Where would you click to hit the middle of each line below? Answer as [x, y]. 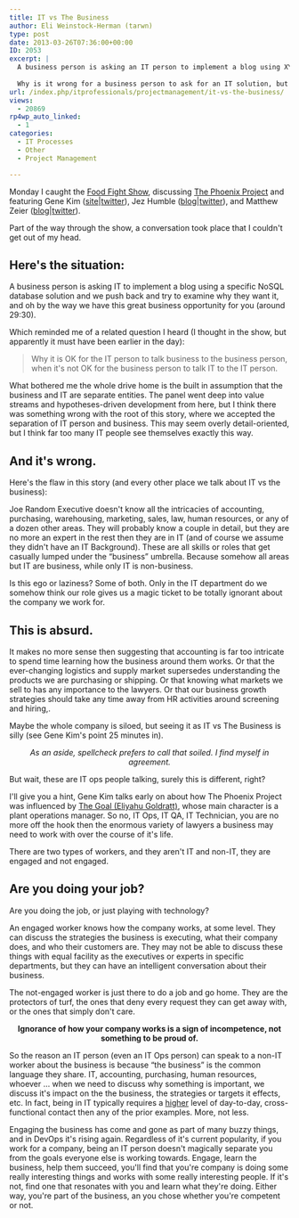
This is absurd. [51, 630]
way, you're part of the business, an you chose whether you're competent [145, 1196]
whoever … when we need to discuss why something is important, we [137, 1083]
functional [28, 1112]
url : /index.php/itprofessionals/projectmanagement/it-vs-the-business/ [147, 92]
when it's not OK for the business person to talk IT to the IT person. [154, 368]
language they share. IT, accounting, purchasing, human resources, [133, 1074]
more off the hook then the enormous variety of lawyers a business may [141, 824]
